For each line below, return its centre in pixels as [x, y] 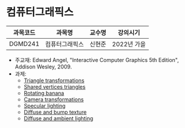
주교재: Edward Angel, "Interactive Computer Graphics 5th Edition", [97, 60]
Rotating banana [44, 93]
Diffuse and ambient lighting [58, 118]
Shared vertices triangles [55, 86]
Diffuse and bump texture [55, 112]
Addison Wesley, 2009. [43, 67]
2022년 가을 [129, 44]
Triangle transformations [54, 80]
